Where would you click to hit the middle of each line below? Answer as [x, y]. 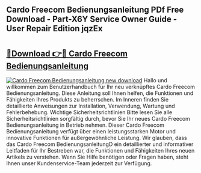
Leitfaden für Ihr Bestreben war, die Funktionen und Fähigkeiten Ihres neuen [100, 150]
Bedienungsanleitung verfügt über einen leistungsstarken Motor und [91, 131]
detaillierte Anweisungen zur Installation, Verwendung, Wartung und [91, 106]
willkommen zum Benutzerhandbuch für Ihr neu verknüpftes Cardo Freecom [101, 87]
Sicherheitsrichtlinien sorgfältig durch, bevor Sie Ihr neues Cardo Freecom [98, 119]
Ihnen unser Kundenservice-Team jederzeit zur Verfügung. [79, 163]
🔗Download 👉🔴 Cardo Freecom [67, 53]
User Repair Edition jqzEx [54, 29]
